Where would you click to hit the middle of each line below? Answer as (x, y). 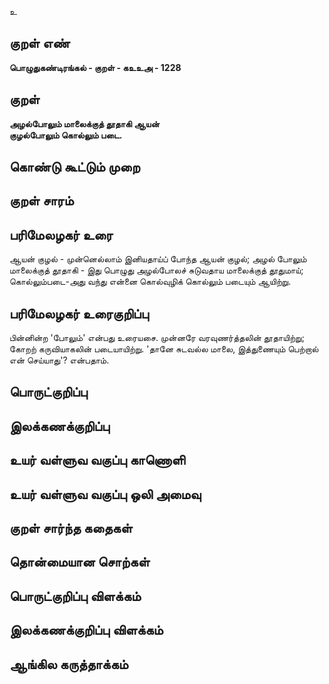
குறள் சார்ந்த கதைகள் (71, 527)
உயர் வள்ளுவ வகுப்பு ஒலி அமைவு (105, 494)
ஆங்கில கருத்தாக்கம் (69, 664)
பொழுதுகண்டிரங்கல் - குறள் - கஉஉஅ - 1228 (95, 67)
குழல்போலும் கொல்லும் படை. (66, 135)
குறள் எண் (40, 43)
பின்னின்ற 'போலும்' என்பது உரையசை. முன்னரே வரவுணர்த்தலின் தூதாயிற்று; (157, 338)
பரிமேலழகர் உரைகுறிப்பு (79, 313)
